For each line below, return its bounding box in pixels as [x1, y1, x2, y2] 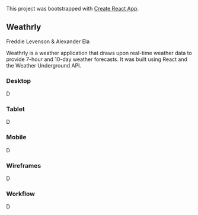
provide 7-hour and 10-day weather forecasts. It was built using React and [6, 56, 188, 63]
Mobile [6, 133, 27, 142]
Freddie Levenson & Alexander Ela [6, 38, 90, 45]
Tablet [6, 105, 25, 113]
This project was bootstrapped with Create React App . [6, 5, 139, 12]
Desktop [6, 76, 31, 85]
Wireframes [6, 161, 41, 169]
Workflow [6, 190, 36, 198]
